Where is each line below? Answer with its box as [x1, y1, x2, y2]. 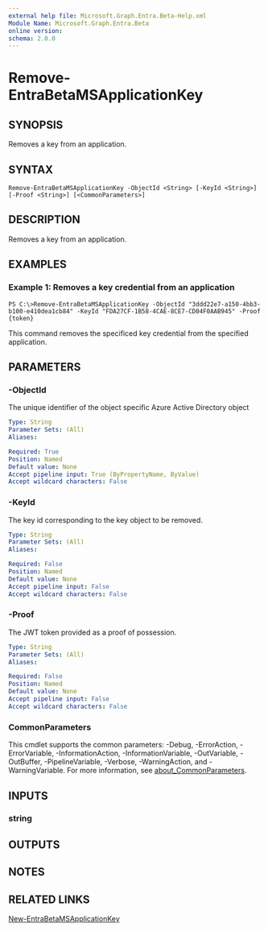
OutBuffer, [8, 757, 43, 767]
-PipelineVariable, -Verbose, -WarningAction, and [43, 757, 208, 767]
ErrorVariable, [8, 748, 55, 758]
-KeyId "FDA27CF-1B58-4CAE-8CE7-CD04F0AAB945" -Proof [76, 307, 262, 315]
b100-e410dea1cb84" [8, 307, 74, 315]
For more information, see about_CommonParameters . [67, 766, 247, 776]
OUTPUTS [8, 838, 60, 851]
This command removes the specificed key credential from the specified [8, 328, 249, 338]
